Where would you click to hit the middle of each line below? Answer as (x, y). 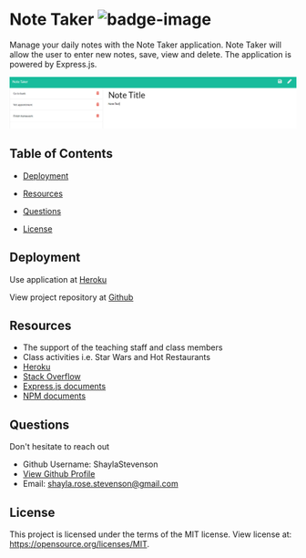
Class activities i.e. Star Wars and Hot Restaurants (117, 357)
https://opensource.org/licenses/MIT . (80, 544)
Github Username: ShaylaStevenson (90, 464)
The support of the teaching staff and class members (122, 347)
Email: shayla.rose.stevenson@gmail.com (101, 484)
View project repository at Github (71, 297)
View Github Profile (59, 474)
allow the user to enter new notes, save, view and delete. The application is (150, 54)
